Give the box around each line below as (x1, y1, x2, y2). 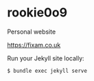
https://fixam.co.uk (7, 40, 61, 49)
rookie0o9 (7, 5, 67, 21)
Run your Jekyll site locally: (7, 54, 84, 62)
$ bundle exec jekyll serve (7, 67, 88, 74)
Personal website (7, 27, 56, 36)
